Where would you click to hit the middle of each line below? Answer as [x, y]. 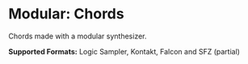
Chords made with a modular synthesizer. [78, 36]
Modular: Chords [66, 14]
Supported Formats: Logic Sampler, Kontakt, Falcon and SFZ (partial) [124, 51]
